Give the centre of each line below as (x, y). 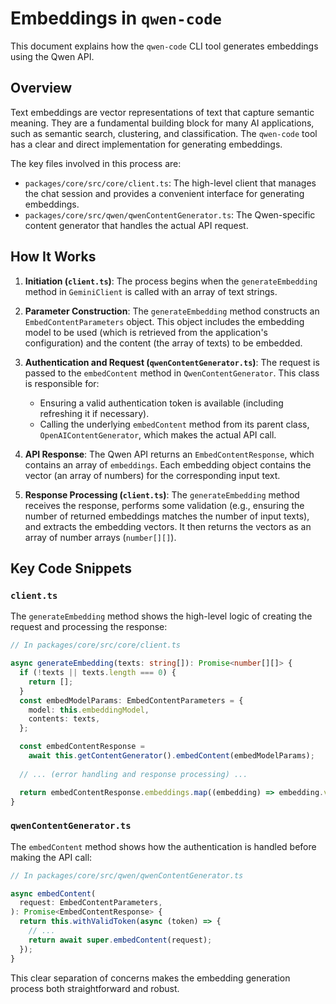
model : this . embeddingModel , (89, 710)
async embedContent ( (53, 893)
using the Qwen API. (52, 56)
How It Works (53, 257)
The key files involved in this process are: (96, 163)
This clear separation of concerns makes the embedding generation (150, 978)
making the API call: (51, 857)
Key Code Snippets (71, 568)
